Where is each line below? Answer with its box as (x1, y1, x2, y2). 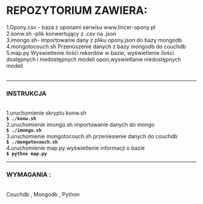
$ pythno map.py (6, 151, 47, 157)
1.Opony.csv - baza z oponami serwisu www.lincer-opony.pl (6, 24, 156, 31)
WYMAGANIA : (6, 170, 51, 179)
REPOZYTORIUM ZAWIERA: (6, 4, 148, 18)
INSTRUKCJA (6, 89, 47, 97)
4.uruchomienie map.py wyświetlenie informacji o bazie (6, 144, 145, 151)
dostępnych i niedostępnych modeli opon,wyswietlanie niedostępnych (6, 56, 181, 63)
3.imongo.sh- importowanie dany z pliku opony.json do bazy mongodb (6, 36, 182, 43)
